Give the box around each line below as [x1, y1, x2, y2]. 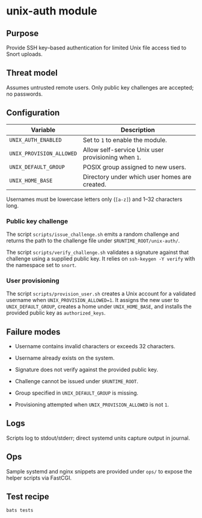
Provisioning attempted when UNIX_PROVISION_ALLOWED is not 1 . [14, 401, 170, 409]
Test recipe [6, 492, 49, 502]
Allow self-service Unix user [83, 146, 164, 154]
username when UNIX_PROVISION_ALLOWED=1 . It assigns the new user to [6, 297, 179, 304]
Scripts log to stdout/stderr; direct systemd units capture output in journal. [6, 434, 191, 442]
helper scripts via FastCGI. [6, 474, 72, 481]
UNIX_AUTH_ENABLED [9, 137, 62, 143]
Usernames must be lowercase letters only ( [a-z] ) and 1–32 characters [6, 196, 183, 203]
